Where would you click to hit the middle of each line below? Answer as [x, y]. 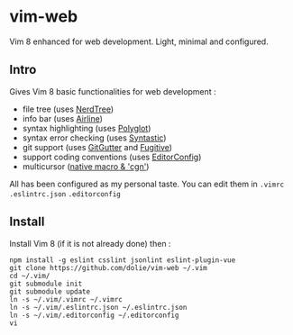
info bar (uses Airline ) [63, 118]
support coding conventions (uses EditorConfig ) [112, 157]
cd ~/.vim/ [30, 276]
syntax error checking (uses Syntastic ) [94, 138]
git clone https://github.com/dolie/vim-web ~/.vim [108, 267]
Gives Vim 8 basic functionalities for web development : [113, 91]
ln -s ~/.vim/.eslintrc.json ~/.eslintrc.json [98, 307]
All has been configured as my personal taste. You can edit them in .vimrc [147, 184]
